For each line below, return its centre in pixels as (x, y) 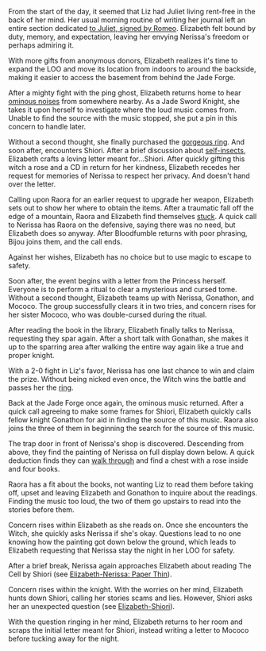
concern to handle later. (47, 127)
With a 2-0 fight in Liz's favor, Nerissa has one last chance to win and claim (131, 371)
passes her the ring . (41, 387)
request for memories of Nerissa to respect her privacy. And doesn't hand (129, 175)
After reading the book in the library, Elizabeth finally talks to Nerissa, (121, 330)
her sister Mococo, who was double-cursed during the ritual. (108, 314)
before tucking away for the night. (64, 639)
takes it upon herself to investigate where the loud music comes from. (122, 110)
